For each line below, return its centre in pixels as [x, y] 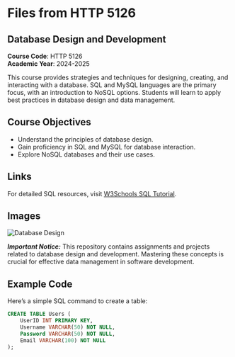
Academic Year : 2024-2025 [48, 64]
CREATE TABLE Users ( [39, 314]
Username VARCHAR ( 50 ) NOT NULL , [68, 327]
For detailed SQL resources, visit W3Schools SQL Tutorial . [92, 193]
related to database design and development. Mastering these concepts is [116, 254]
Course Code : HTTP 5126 [45, 56]
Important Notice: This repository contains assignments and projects [109, 246]
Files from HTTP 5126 [72, 13]
